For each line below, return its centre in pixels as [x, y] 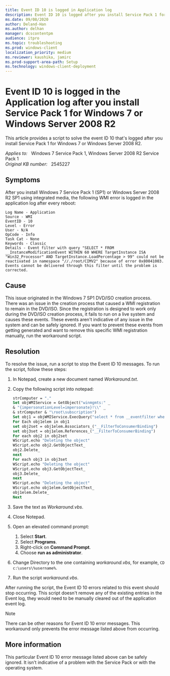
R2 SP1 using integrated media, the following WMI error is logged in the [79, 197]
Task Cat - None [22, 239]
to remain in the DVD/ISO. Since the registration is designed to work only [81, 309]
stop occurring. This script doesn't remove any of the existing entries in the [84, 593]
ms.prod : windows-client [31, 48]
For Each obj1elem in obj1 [41, 422]
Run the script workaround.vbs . [46, 578]
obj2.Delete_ [26, 450]
